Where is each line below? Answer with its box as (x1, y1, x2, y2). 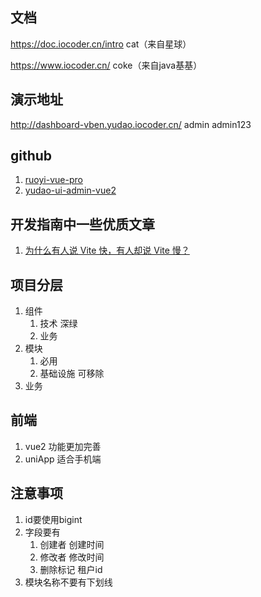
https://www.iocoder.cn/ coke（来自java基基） (10, 59, 203, 71)
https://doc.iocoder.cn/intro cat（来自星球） (10, 38, 192, 50)
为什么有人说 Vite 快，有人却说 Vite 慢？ (24, 244, 190, 257)
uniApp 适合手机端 (24, 453, 102, 465)
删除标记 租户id (39, 563, 103, 575)
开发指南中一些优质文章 (10, 216, 155, 233)
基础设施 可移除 (39, 368, 105, 380)
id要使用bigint (24, 513, 83, 525)
